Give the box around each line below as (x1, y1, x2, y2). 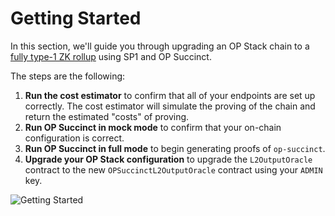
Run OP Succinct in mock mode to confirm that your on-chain (24, 121, 282, 133)
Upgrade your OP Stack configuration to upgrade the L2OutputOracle (24, 153, 313, 165)
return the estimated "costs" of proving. (24, 110, 190, 122)
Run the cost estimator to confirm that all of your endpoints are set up (24, 89, 316, 101)
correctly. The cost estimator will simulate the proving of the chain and (24, 100, 316, 112)
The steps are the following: (10, 70, 126, 82)
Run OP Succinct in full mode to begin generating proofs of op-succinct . (24, 142, 326, 154)
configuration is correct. (24, 132, 125, 144)
